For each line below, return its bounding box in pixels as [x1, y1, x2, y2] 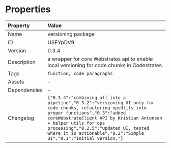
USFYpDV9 [47, 39, 75, 46]
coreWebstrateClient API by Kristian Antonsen [47, 115, 162, 121]
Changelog [8, 114, 35, 122]
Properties [5, 4, 51, 15]
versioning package [47, 31, 95, 38]
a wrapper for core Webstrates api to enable [47, 55, 153, 62]
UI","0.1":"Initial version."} [47, 135, 124, 141]
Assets [8, 78, 24, 85]
